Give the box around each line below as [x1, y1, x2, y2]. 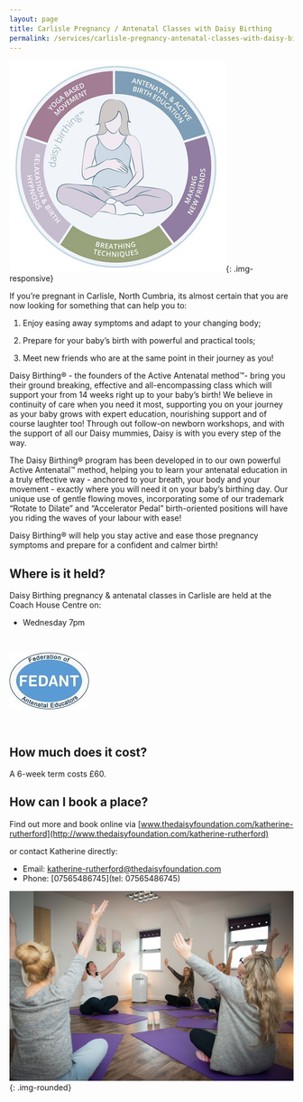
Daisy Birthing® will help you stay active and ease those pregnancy [9, 530, 259, 542]
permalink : [9, 33, 50, 42]
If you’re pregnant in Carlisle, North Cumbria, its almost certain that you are [9, 290, 289, 302]
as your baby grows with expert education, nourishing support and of [9, 409, 268, 419]
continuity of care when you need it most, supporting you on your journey [9, 399, 284, 410]
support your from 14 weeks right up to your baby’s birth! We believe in [9, 390, 273, 400]
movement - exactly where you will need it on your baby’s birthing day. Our [9, 484, 289, 494]
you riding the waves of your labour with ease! [9, 513, 182, 523]
